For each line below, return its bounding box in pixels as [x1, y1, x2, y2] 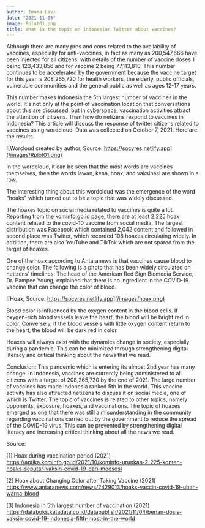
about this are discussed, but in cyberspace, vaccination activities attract [6, 107, 191, 114]
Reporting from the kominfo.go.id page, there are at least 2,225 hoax [6, 213, 180, 221]
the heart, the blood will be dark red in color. [6, 326, 118, 334]
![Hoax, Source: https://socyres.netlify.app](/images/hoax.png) [6, 295, 165, 303]
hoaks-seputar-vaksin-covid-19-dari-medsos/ [6, 465, 123, 472]
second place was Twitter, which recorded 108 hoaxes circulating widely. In [6, 232, 197, 239]
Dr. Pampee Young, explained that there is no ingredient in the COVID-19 [6, 277, 189, 284]
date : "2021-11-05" [6, 15, 56, 21]
